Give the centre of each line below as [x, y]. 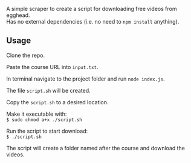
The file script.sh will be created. [48, 90]
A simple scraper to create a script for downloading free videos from [92, 9]
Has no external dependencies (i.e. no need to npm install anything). [93, 22]
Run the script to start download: [47, 131]
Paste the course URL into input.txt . [52, 67]
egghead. [18, 15]
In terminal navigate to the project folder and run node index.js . [86, 79]
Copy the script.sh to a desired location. [57, 102]
